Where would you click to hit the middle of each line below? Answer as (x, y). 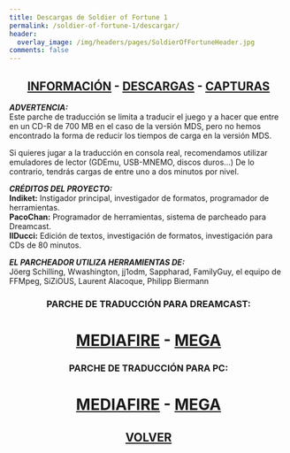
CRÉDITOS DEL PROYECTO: (61, 188)
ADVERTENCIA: (39, 107)
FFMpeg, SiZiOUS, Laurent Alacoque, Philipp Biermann (109, 280)
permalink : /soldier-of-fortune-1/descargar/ (94, 26)
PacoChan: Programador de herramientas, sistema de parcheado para (138, 217)
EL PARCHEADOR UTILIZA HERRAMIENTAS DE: (97, 262)
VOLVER (149, 438)
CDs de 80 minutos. (46, 245)
